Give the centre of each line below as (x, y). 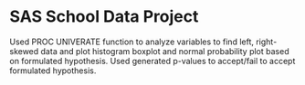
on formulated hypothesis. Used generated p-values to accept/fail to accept (152, 61)
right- (266, 42)
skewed (24, 51)
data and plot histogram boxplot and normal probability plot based (165, 51)
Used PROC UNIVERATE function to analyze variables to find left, (131, 42)
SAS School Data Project (104, 17)
